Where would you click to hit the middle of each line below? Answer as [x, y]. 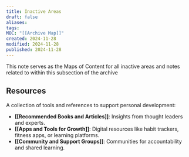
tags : [13, 28]
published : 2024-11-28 [34, 50]
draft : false [22, 17]
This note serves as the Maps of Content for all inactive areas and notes [93, 66]
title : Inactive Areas [34, 11]
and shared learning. [40, 148]
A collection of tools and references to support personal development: [91, 105]
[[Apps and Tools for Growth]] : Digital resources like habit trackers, [97, 129]
